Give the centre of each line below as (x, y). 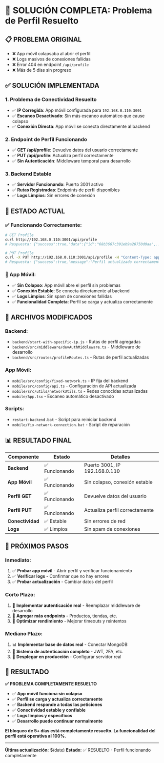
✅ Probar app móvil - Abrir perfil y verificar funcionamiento (72, 571)
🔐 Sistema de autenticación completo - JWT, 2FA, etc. (68, 651)
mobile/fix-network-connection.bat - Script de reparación (71, 424)
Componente (23, 457)
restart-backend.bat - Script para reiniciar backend (64, 419)
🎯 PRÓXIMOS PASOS (37, 546)
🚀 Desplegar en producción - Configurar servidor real (67, 657)
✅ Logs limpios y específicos (42, 715)
